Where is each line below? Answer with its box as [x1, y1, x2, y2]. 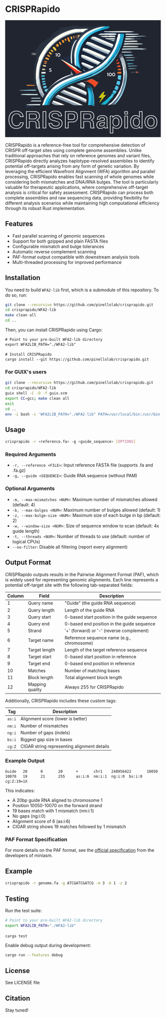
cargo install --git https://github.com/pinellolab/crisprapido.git [5, 357, 149, 362]
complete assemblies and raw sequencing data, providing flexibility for [5, 194, 149, 200]
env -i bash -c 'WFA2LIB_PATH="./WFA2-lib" [5, 412, 96, 417]
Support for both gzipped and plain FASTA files [12, 238, 108, 244]
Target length [28, 646, 55, 653]
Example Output [5, 757, 45, 764]
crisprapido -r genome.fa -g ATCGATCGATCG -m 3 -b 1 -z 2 [5, 881, 127, 886]
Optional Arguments [5, 485, 55, 492]
